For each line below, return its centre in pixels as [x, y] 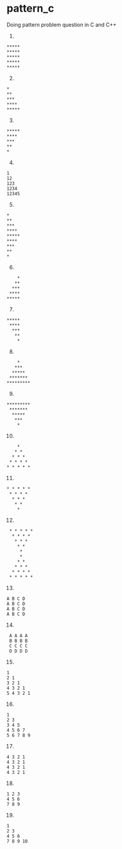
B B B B [18, 641]
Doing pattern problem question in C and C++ [62, 25]
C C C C [18, 646]
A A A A [18, 636]
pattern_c [30, 9]
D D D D [18, 651]
